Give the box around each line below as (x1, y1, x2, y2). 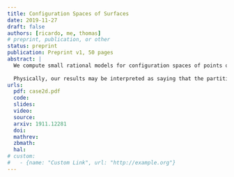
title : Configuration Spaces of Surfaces (7, 10, 130, 17)
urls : (7, 82, 23, 88)
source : (13, 114, 36, 121)
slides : (13, 101, 36, 108)
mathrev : (13, 133, 39, 140)
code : (13, 95, 30, 102)
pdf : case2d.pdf (13, 88, 61, 95)
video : (13, 107, 33, 114)
